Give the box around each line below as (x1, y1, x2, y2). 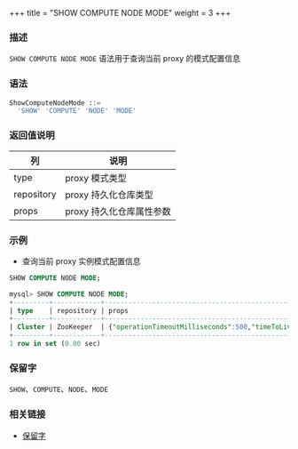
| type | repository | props (9, 306, 129, 315)
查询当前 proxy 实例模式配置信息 (21, 255, 141, 266)
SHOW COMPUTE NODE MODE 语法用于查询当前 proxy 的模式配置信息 (9, 53, 241, 64)
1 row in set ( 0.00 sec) (9, 340, 101, 349)
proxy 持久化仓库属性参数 (65, 204, 171, 217)
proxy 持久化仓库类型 (65, 188, 153, 201)
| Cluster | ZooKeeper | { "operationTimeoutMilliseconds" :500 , (9, 323, 252, 332)
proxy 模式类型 (65, 172, 127, 184)
